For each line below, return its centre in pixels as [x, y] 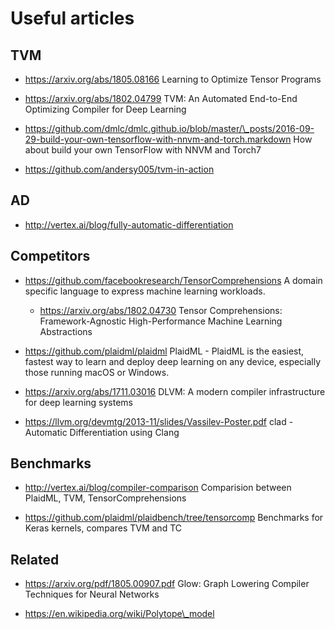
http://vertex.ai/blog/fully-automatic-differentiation [129, 224]
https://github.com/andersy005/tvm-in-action [119, 169]
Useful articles [72, 18]
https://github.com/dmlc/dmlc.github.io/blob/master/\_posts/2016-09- [169, 128]
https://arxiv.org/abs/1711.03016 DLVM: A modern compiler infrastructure [175, 391]
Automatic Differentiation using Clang [102, 432]
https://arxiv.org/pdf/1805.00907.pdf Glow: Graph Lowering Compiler [167, 584]
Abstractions [66, 331]
